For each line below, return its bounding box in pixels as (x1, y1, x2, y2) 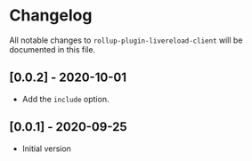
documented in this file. (9, 44, 96, 54)
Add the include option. (21, 93, 110, 104)
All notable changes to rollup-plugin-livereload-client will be (9, 35, 243, 45)
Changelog (9, 5, 93, 26)
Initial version (21, 143, 71, 154)
